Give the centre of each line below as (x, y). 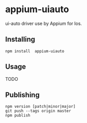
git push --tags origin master (38, 111)
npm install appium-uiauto (35, 51)
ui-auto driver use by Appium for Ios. (43, 23)
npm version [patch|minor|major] (40, 107)
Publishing (23, 95)
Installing (20, 39)
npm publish (18, 115)
